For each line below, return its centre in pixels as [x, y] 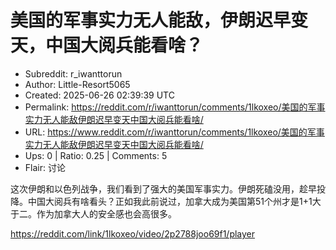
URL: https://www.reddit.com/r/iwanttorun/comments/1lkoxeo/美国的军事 [174, 132]
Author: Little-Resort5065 [77, 84]
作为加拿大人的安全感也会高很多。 [106, 213]
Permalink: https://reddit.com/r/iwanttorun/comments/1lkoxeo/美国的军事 [175, 107]
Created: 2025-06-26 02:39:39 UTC [99, 95]
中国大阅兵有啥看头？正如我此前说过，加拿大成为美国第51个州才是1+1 [170, 201]
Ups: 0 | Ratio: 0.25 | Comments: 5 [96, 155]
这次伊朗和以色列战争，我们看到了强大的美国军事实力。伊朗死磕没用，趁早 [163, 188]
